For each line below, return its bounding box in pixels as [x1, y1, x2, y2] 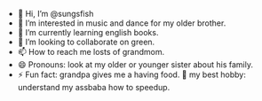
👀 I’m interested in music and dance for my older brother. [17, 18, 226, 28]
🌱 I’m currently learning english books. [17, 27, 159, 37]
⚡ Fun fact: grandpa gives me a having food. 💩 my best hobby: [17, 69, 246, 80]
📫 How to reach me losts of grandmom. [17, 47, 165, 57]
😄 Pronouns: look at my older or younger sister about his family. [17, 59, 253, 70]
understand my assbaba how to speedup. [17, 82, 171, 92]
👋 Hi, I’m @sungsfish [17, 9, 94, 19]
